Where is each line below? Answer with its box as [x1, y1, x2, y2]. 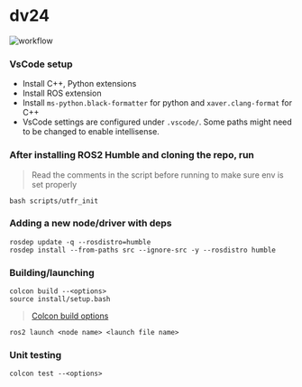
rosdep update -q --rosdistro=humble [9, 237, 151, 246]
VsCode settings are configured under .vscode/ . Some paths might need [22, 116, 293, 127]
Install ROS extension [22, 88, 102, 99]
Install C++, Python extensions [22, 78, 137, 89]
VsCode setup [9, 58, 74, 70]
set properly [31, 179, 78, 189]
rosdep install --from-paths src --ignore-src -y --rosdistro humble [9, 245, 277, 254]
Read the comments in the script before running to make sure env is [31, 169, 284, 180]
